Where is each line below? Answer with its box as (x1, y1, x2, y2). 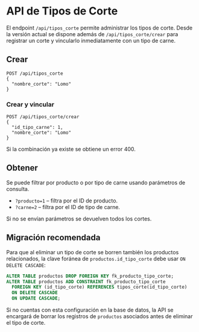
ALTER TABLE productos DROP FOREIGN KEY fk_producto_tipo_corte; (6, 273, 174, 279)
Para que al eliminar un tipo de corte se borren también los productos (6, 248, 179, 255)
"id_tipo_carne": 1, (11, 125, 63, 131)
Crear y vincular (6, 100, 54, 108)
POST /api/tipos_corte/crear (6, 114, 80, 120)
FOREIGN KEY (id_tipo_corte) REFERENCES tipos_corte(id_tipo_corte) (11, 284, 188, 290)
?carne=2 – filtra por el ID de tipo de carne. (14, 203, 121, 210)
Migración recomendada (6, 233, 101, 243)
